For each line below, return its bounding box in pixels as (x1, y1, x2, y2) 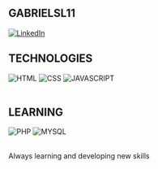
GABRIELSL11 (8, 6, 75, 20)
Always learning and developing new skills (8, 151, 150, 161)
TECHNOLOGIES (8, 52, 93, 66)
